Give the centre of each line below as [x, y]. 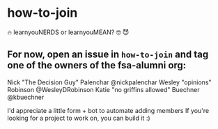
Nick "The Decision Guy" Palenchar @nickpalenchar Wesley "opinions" [109, 82]
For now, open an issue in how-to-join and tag [108, 55]
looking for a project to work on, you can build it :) [79, 118]
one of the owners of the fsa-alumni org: [97, 65]
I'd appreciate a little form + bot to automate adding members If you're [108, 110]
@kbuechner [26, 97]
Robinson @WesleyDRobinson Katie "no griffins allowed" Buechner [103, 89]
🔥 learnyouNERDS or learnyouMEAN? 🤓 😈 [68, 32]
